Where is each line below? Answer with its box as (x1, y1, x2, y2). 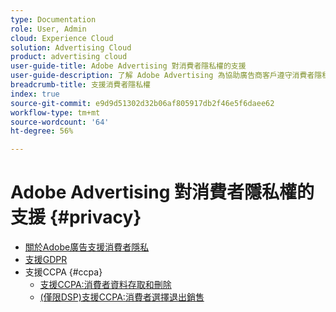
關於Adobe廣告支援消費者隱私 (24, 241, 150, 253)
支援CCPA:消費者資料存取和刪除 (39, 279, 172, 291)
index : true (10, 89, 60, 99)
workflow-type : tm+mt (10, 107, 101, 118)
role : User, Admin (10, 24, 87, 34)
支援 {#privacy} (10, 206, 142, 229)
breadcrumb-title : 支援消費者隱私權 (10, 80, 152, 90)
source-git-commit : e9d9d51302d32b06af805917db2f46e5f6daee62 (10, 98, 275, 108)
